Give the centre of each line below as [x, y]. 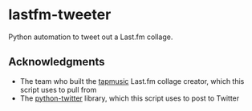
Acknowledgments [57, 62]
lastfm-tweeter [60, 15]
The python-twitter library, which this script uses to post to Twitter [130, 98]
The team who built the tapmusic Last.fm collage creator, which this [132, 81]
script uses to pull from [58, 89]
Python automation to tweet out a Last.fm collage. [91, 37]
